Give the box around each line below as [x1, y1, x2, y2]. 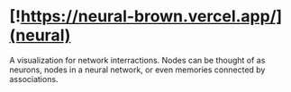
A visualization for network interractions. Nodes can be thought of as [9, 54, 266, 65]
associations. [9, 73, 59, 84]
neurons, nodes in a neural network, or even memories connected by [9, 64, 266, 75]
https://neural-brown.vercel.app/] [21, 6, 283, 27]
